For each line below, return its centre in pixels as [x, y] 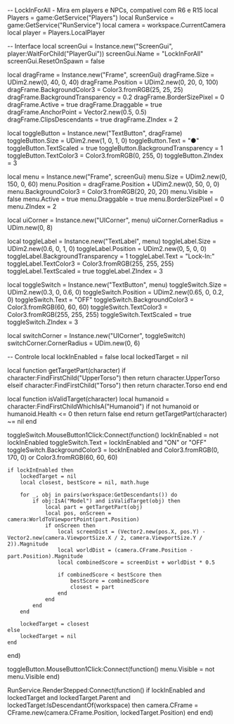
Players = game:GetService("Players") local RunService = [91, 18]
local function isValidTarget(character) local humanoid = [89, 399]
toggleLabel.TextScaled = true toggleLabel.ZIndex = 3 [85, 271]
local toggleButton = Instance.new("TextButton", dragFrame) [95, 133]
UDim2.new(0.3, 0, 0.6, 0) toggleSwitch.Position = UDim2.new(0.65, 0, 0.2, [116, 292]
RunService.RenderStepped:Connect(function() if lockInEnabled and [106, 690]
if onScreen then [70, 526]
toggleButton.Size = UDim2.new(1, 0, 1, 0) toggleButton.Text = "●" [103, 141]
